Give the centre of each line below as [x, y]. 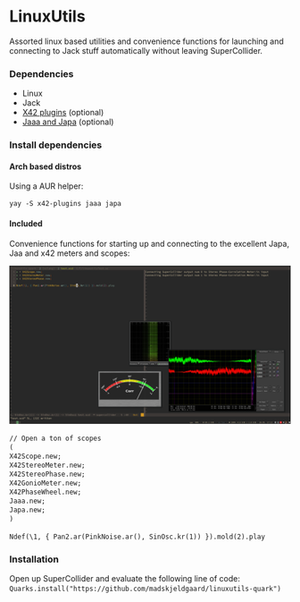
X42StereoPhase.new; [48, 475]
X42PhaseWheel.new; [46, 492]
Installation [34, 559]
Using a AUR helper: [46, 186]
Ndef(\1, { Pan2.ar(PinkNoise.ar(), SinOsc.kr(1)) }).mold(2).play [137, 537]
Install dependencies [56, 145]
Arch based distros [46, 166]
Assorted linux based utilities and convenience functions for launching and [146, 41]
